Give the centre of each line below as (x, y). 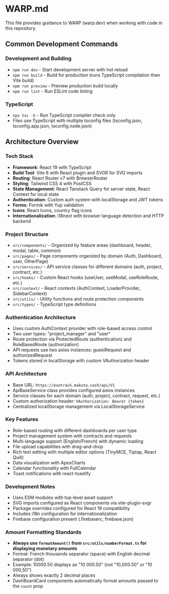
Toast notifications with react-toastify (52, 473)
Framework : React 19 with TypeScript (52, 167)
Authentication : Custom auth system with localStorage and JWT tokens (88, 199)
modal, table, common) (37, 250)
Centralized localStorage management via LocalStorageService (79, 406)
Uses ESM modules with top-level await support (62, 498)
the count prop (28, 586)
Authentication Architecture (40, 317)
